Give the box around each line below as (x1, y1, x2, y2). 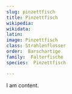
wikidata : (6, 25, 31, 32)
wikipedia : (6, 20, 34, 26)
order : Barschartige (6, 49, 61, 55)
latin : (6, 32, 23, 38)
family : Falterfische (6, 54, 64, 60)
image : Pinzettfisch (6, 37, 59, 43)
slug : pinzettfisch (6, 8, 56, 15)
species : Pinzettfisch (6, 59, 67, 65)
